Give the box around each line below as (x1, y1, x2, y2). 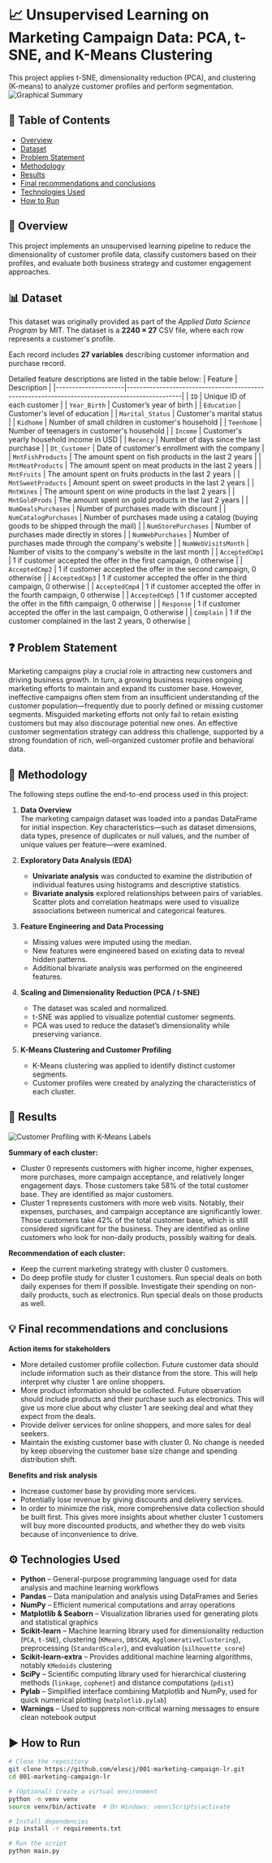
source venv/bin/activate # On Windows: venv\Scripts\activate (8, 1802, 231, 1811)
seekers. (19, 1428, 50, 1439)
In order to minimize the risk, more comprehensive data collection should (19, 1503, 265, 1513)
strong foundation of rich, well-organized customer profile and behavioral (8, 736, 254, 746)
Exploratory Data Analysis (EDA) (19, 855, 132, 865)
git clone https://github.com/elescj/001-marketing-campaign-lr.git (8, 1765, 245, 1774)
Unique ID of (204, 391, 246, 402)
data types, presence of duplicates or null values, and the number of (19, 831, 250, 841)
